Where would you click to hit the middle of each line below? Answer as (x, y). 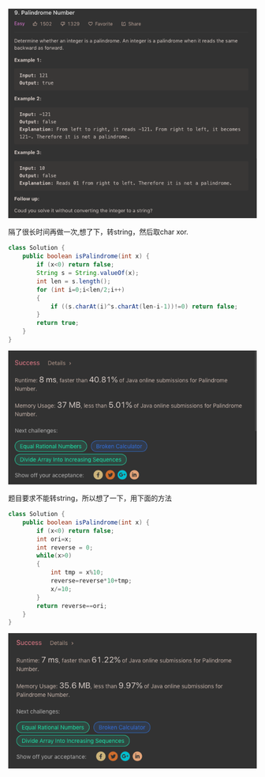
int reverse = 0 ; (65, 547)
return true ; (58, 323)
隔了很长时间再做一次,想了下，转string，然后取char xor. (99, 232)
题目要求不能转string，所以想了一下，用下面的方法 (90, 498)
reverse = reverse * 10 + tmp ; (91, 581)
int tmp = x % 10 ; (77, 573)
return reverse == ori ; (72, 605)
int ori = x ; (54, 539)
